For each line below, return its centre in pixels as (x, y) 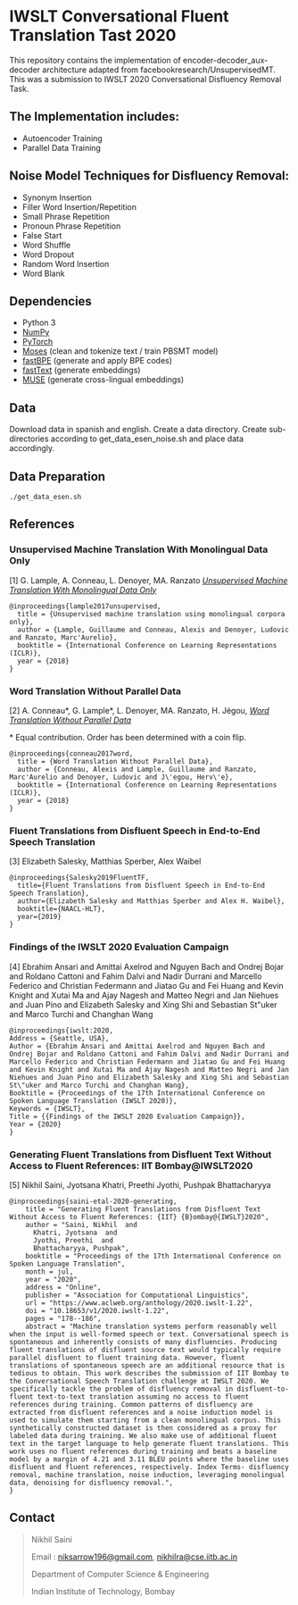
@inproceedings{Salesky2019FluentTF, (79, 878)
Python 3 (39, 322)
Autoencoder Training (62, 138)
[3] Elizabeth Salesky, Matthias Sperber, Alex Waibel (105, 861)
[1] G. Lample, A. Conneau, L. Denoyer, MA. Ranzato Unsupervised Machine (149, 580)
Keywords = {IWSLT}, (48, 1108)
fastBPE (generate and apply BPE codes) (97, 361)
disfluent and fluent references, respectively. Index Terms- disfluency (149, 1467)
